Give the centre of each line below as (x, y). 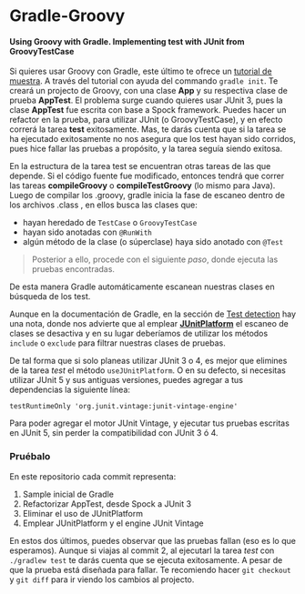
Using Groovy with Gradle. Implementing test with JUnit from (127, 41)
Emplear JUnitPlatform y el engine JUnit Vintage (113, 523)
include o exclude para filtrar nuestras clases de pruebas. (117, 343)
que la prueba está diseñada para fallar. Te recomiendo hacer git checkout (150, 569)
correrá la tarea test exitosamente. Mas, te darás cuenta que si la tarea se (148, 129)
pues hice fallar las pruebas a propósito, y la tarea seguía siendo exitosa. (146, 149)
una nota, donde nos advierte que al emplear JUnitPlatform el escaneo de (149, 324)
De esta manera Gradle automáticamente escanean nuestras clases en (142, 287)
